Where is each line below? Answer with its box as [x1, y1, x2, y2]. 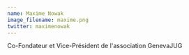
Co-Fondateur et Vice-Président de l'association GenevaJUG [7, 42, 183, 50]
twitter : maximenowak [7, 23, 70, 30]
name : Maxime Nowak [7, 10, 64, 17]
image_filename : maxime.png [7, 16, 89, 23]
